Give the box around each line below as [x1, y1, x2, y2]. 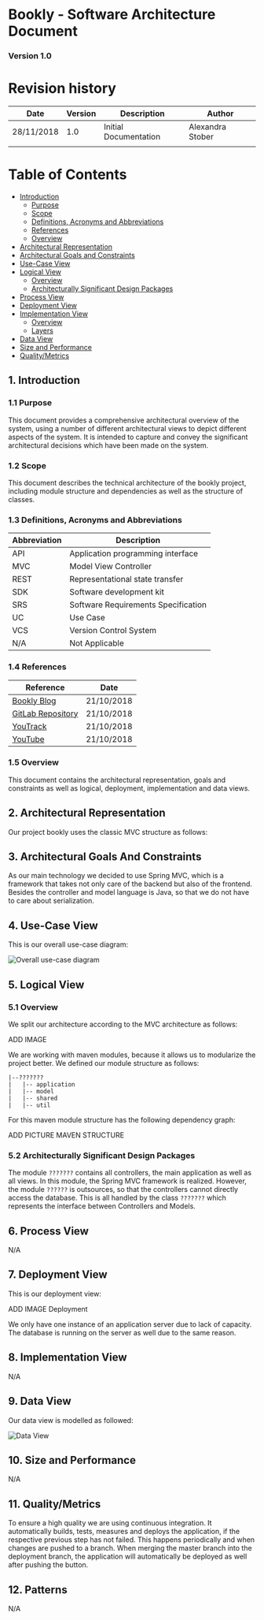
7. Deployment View [8, 1268, 108, 1282]
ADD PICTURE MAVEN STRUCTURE [8, 1130, 124, 1140]
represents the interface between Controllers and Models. [8, 1201, 196, 1211]
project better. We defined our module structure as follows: [8, 1058, 200, 1067]
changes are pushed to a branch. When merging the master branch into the [8, 1544, 253, 1553]
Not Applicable [69, 638, 124, 649]
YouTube [12, 733, 45, 744]
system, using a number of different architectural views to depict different [8, 423, 247, 433]
